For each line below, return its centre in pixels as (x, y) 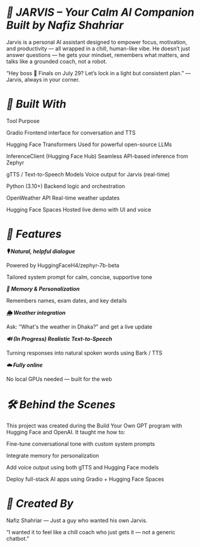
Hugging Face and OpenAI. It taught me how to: (66, 432)
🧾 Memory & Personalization (43, 289)
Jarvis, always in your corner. (43, 79)
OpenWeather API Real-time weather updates (63, 198)
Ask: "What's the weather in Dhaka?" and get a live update (79, 326)
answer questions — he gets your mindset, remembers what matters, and (98, 55)
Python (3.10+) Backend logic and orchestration (66, 186)
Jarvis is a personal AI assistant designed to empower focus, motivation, (97, 42)
